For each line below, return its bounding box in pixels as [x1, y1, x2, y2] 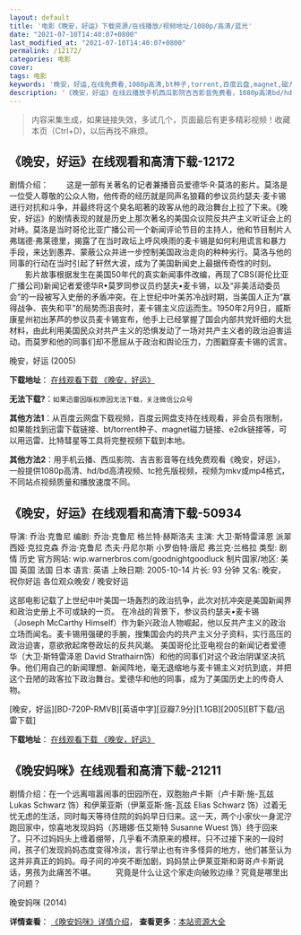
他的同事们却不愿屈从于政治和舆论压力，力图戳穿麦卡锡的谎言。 [56, 336, 292, 347]
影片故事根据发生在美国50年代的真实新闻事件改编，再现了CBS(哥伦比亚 [24, 269, 289, 280]
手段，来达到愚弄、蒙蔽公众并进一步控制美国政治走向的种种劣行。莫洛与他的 [9, 247, 292, 258]
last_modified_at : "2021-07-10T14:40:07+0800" [9, 38, 186, 48]
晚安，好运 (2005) [9, 355, 76, 366]
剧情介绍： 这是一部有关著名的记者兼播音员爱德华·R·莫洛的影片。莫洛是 [9, 179, 288, 190]
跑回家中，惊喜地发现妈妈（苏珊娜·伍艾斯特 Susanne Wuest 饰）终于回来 [9, 822, 279, 833]
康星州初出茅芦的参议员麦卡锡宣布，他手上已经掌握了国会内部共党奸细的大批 [9, 314, 292, 325]
